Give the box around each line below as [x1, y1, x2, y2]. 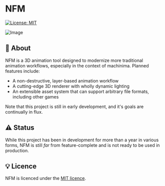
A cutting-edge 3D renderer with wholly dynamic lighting [12, 83, 130, 89]
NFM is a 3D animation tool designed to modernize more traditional [5, 57, 143, 63]
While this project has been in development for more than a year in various [5, 137, 159, 143]
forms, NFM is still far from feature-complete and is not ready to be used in [5, 142, 160, 148]
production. [5, 147, 29, 153]
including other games [12, 94, 59, 100]
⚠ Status [5, 124, 34, 132]
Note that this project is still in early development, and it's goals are [5, 104, 144, 110]
